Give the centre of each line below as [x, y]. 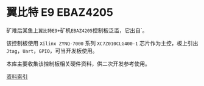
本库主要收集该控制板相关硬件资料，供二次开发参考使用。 [78, 64]
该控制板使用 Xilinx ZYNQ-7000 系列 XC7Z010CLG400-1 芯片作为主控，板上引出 [102, 43]
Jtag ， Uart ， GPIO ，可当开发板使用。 [52, 51]
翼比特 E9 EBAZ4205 [60, 12]
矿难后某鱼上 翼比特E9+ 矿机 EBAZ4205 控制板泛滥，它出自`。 [77, 30]
